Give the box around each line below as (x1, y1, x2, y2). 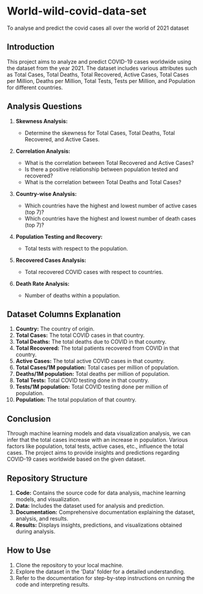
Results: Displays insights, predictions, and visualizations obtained (15, 521, 182, 529)
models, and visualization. (15, 496, 81, 502)
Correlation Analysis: (15, 147, 71, 155)
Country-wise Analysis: (15, 190, 77, 198)
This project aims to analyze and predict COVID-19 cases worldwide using (7, 58, 192, 65)
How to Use (7, 546, 51, 556)
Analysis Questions (7, 101, 82, 112)
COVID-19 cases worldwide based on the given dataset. (7, 456, 146, 463)
